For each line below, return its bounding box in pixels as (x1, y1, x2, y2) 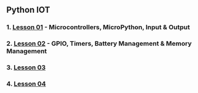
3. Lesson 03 (6, 63, 46, 72)
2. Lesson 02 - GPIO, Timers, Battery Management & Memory (6, 40, 192, 48)
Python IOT (6, 5, 50, 15)
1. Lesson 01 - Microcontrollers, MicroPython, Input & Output (6, 23, 190, 32)
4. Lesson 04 (6, 80, 46, 88)
